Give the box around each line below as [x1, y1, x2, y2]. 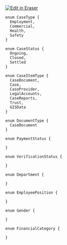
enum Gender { [5, 208, 36, 213]
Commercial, [10, 24, 36, 29]
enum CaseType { [5, 15, 40, 20]
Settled [10, 60, 26, 65]
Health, [10, 28, 26, 33]
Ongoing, [10, 51, 28, 56]
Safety [10, 33, 24, 38]
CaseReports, [10, 96, 38, 101]
